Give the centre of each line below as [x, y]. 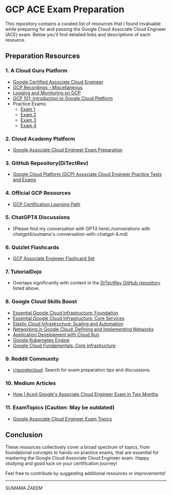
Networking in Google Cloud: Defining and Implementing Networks [83, 329]
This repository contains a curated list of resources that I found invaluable [83, 24]
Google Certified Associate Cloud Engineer [58, 82]
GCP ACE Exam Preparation [65, 9]
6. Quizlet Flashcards [32, 247]
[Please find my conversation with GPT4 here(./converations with [81, 229]
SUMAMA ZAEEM [24, 488]
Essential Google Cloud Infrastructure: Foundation [66, 313]
